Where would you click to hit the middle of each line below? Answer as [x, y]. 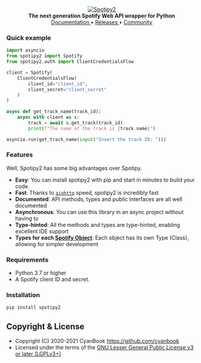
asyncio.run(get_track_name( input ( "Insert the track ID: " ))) [86, 139]
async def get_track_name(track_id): [54, 112]
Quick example [29, 38]
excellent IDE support [42, 231]
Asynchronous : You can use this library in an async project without [99, 212]
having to [27, 218]
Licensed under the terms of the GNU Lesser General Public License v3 [104, 347]
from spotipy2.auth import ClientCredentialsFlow [70, 62]
